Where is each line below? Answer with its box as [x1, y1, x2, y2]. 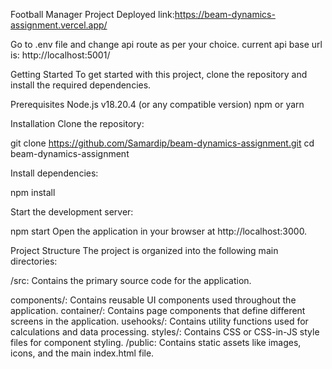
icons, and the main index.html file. [10, 347, 155, 359]
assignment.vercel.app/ [10, 19, 108, 31]
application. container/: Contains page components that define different [10, 305, 306, 316]
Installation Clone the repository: [10, 118, 145, 129]
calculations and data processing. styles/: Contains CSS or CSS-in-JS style [10, 326, 320, 338]
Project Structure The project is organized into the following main [10, 245, 279, 256]
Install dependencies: [10, 167, 99, 179]
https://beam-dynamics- [174, 9, 276, 20]
